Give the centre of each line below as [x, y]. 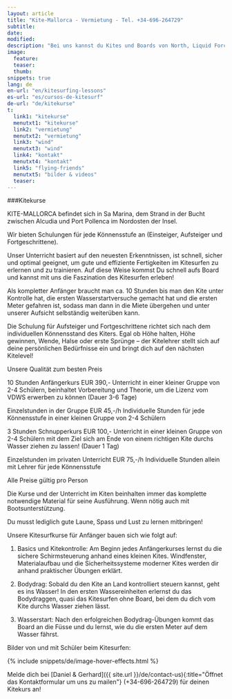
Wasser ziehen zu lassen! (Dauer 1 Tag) [63, 446]
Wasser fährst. [38, 635]
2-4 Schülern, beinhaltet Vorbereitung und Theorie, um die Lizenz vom [108, 390]
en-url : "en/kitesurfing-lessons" [57, 91]
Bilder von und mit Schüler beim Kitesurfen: [69, 648]
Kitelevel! [20, 356]
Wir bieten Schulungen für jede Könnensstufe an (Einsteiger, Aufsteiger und [115, 235]
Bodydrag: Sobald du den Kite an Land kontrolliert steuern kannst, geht [118, 584]
